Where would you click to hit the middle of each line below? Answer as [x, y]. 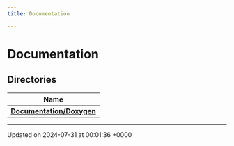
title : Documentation [39, 14]
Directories [32, 80]
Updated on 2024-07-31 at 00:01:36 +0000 [70, 135]
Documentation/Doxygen [53, 111]
